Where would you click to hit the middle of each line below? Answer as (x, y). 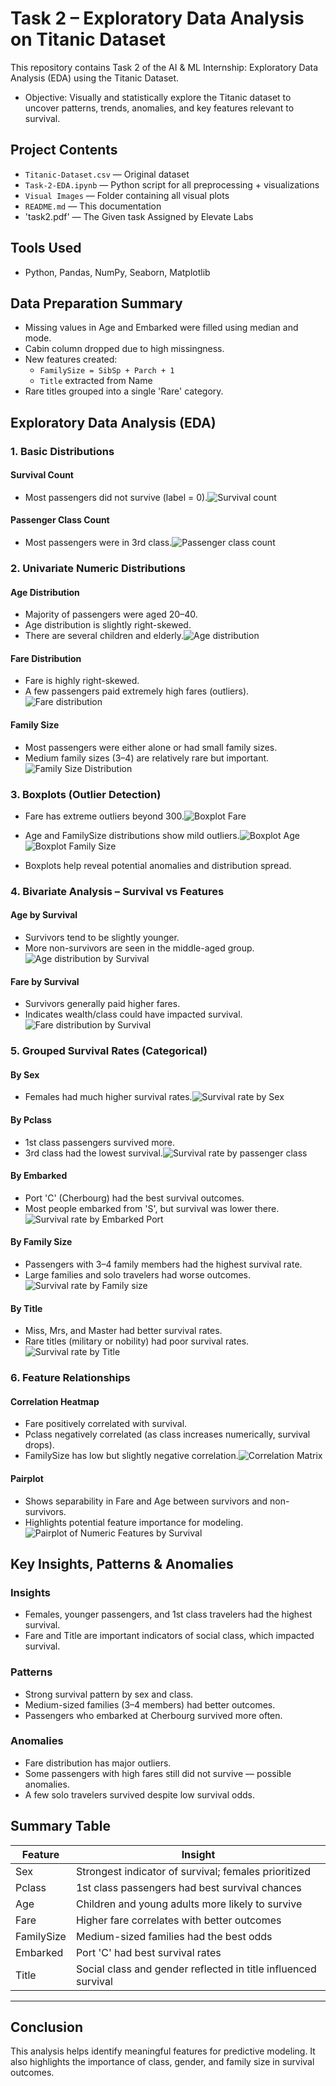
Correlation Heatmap (55, 1401)
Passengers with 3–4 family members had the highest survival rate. (163, 1264)
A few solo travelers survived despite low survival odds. (139, 1794)
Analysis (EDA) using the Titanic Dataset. (95, 78)
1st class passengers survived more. (100, 1142)
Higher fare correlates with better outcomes (178, 1920)
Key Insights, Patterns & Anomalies (122, 1563)
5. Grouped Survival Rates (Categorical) (109, 1051)
